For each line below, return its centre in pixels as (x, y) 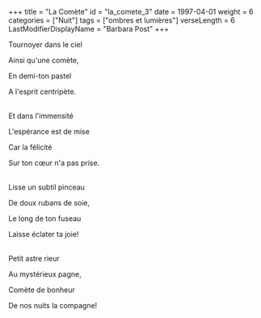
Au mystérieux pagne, (45, 274)
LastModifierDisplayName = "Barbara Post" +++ (89, 29)
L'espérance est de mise (49, 131)
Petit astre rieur (34, 259)
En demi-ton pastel (40, 76)
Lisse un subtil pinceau (46, 187)
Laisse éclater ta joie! (44, 234)
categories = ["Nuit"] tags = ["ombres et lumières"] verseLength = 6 (122, 20)
